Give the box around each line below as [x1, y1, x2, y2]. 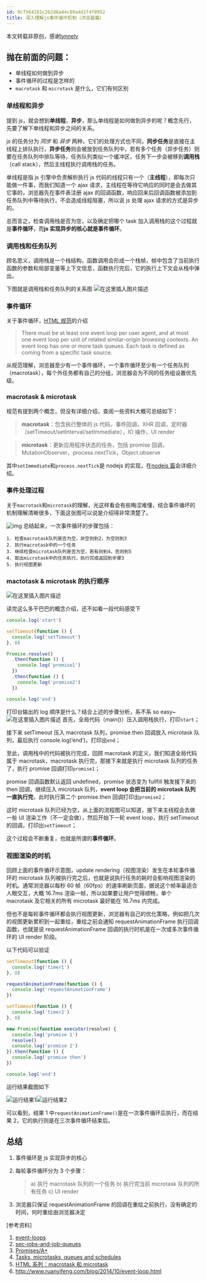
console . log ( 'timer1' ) [12, 964, 70, 970]
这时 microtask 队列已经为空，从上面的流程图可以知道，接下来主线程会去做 [6, 806, 196, 814]
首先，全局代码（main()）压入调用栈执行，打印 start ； [62, 715, 200, 723]
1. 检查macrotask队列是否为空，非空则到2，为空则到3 [6, 535, 128, 542]
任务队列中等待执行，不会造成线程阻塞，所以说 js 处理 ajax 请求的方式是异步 [6, 196, 199, 204]
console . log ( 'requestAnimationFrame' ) [12, 987, 112, 993]
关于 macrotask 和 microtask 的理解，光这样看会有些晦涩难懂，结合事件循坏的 [6, 501, 196, 509]
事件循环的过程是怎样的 [15, 77, 75, 85]
